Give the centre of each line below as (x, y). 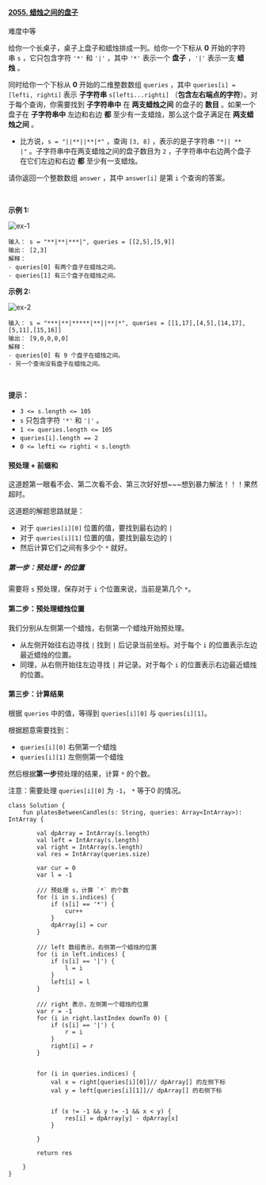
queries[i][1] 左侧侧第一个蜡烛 (72, 757)
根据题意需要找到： (40, 730)
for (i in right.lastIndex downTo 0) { (103, 1018)
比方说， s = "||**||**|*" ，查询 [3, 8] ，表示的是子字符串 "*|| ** (131, 141)
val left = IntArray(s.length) (88, 840)
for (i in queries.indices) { (86, 1074)
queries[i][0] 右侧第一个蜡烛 (68, 746)
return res (55, 1153)
